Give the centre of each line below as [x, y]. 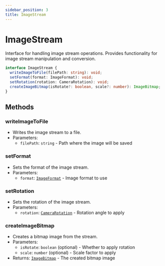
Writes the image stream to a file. [47, 132]
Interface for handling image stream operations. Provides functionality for [81, 53]
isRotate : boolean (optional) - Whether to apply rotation [77, 247]
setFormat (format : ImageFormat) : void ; [52, 78]
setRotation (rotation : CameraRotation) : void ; [59, 82]
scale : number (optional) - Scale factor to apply [68, 253]
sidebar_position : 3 [27, 10]
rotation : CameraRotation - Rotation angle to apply [72, 213]
